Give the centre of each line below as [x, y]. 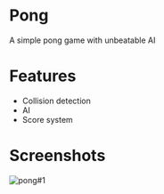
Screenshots [57, 156]
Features [43, 76]
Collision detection [56, 101]
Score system [47, 119]
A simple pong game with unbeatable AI [82, 40]
